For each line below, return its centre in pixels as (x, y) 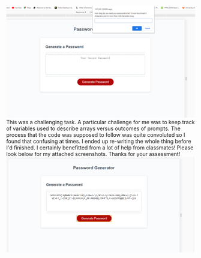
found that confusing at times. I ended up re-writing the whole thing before (99, 141)
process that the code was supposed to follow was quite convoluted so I (96, 134)
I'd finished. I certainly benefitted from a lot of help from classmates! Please (100, 148)
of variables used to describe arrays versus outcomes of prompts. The (94, 128)
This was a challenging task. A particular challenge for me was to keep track (100, 122)
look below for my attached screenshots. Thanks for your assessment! (93, 154)
